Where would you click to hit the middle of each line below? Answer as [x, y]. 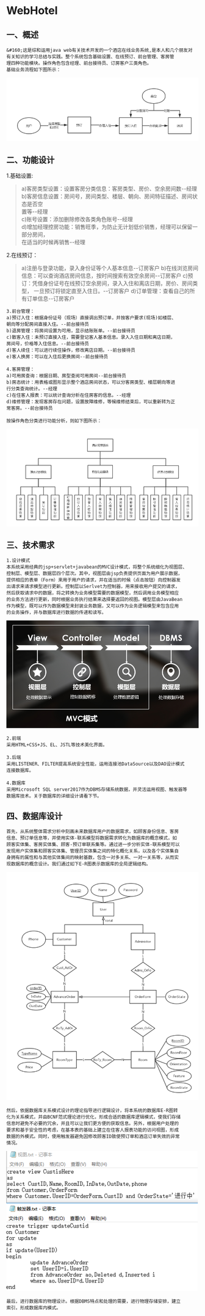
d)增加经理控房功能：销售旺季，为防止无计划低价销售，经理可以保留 [107, 227]
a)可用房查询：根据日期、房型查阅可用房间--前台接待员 [67, 376]
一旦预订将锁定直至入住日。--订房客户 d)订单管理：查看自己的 [112, 291]
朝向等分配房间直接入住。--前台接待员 [48, 324]
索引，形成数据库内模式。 [34, 1307]
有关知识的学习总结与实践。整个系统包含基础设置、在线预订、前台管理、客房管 [90, 57]
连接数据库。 [20, 770]
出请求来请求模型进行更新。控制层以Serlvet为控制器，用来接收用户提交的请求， [93, 587]
